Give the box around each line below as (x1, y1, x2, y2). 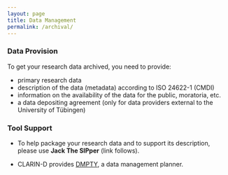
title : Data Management (7, 17, 77, 24)
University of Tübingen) (17, 106, 86, 114)
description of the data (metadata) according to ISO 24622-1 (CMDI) (17, 83, 215, 92)
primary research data (17, 76, 82, 84)
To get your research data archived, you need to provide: (7, 62, 171, 71)
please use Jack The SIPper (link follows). (17, 146, 140, 155)
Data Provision (7, 46, 58, 56)
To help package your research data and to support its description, (17, 139, 211, 147)
